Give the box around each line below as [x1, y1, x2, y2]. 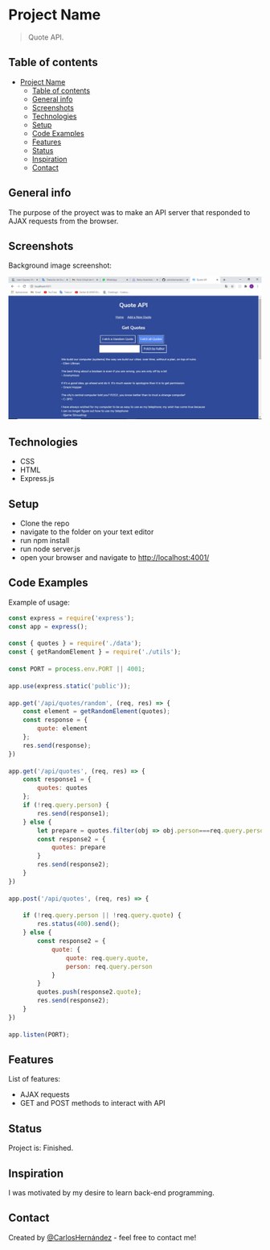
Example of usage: [8, 597, 71, 607]
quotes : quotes [37, 784, 88, 792]
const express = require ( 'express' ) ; [8, 614, 135, 622]
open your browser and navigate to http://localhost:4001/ [19, 553, 210, 562]
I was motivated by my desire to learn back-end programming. [8, 1188, 215, 1198]
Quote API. [27, 32, 64, 42]
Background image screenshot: [8, 260, 112, 271]
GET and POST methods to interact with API [19, 1098, 166, 1108]
